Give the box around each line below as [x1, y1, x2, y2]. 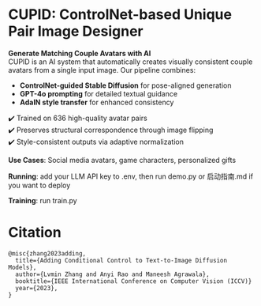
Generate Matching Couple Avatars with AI [8, 48, 151, 58]
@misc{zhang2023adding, [8, 249, 87, 258]
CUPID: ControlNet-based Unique [8, 6, 233, 24]
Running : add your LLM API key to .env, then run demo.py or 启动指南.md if [8, 172, 254, 181]
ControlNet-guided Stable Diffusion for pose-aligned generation [19, 81, 232, 90]
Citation [8, 224, 62, 242]
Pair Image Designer [8, 22, 144, 40]
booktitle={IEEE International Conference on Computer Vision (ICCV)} [15, 277, 252, 285]
